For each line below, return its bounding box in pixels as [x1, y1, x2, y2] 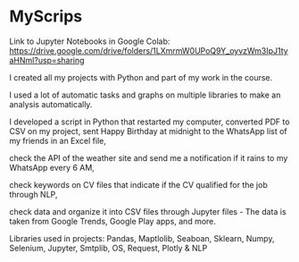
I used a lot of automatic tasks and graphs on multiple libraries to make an [9, 89, 281, 100]
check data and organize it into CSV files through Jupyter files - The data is [9, 206, 287, 216]
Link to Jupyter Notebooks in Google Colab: [9, 36, 170, 46]
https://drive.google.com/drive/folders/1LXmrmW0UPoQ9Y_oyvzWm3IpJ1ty [9, 45, 288, 55]
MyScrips [9, 6, 83, 27]
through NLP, [9, 189, 58, 199]
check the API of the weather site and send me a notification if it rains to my [9, 152, 288, 163]
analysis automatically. [9, 98, 93, 109]
